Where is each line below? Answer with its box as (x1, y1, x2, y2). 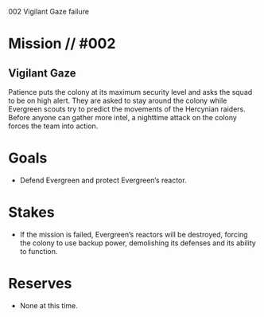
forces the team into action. (8, 121, 99, 131)
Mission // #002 (8, 35, 116, 53)
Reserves (8, 275, 72, 293)
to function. (19, 246, 58, 256)
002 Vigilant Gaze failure (8, 7, 90, 16)
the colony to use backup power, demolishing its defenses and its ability (19, 238, 256, 248)
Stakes (8, 203, 55, 221)
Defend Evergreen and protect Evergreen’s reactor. (19, 175, 187, 185)
